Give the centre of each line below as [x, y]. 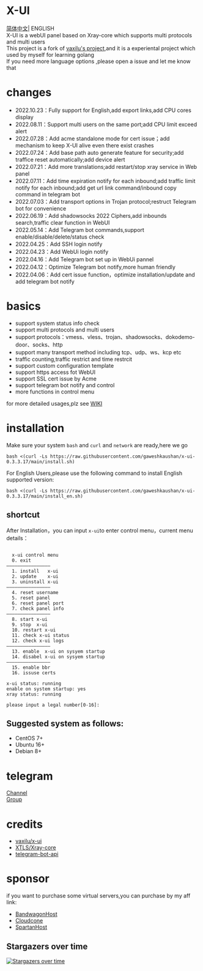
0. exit [22, 560]
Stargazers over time [47, 946]
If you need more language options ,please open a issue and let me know [98, 61]
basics [24, 306]
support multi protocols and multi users [65, 329]
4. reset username [35, 592]
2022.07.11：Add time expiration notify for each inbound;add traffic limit [105, 180]
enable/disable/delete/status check [60, 237]
